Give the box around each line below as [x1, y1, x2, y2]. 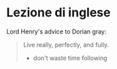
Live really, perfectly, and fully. [22, 40, 110, 49]
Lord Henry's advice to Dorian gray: [6, 27, 107, 36]
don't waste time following [33, 53, 107, 62]
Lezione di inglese [6, 5, 111, 20]
